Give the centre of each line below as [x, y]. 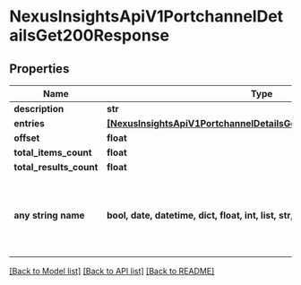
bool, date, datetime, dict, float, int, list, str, [200, 215]
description [39, 109]
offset [27, 138]
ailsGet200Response [90, 35]
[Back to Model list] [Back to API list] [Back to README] [112, 271]
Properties [39, 69]
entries [29, 123]
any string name [49, 215]
